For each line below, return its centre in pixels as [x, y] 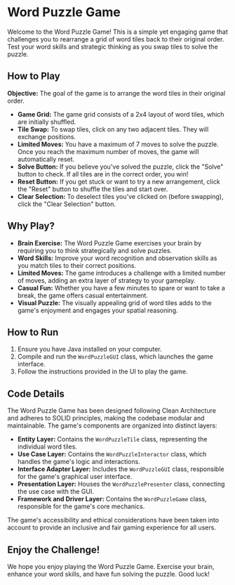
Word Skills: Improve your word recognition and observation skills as [117, 258]
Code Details [36, 393]
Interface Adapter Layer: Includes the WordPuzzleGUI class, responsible [121, 469]
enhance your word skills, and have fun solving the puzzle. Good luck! [109, 574]
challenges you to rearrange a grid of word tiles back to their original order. [116, 39]
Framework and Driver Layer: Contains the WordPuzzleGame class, [112, 499]
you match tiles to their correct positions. [77, 265]
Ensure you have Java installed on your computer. [90, 349]
